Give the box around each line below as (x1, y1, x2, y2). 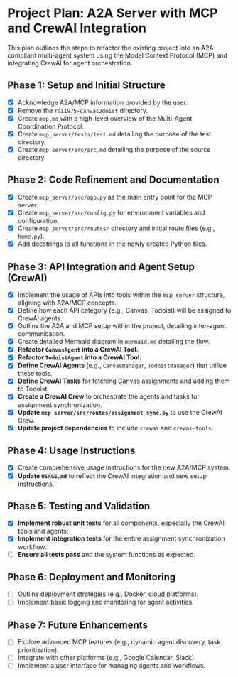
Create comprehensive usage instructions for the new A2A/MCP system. (17, 463, 231, 472)
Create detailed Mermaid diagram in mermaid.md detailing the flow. (17, 337, 210, 346)
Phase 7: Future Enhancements (7, 619, 148, 631)
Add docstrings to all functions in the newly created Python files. (17, 239, 207, 248)
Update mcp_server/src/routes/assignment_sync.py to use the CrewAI (17, 408, 222, 416)
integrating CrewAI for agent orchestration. (7, 58, 133, 67)
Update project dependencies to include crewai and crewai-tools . (17, 423, 214, 432)
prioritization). (17, 646, 59, 654)
